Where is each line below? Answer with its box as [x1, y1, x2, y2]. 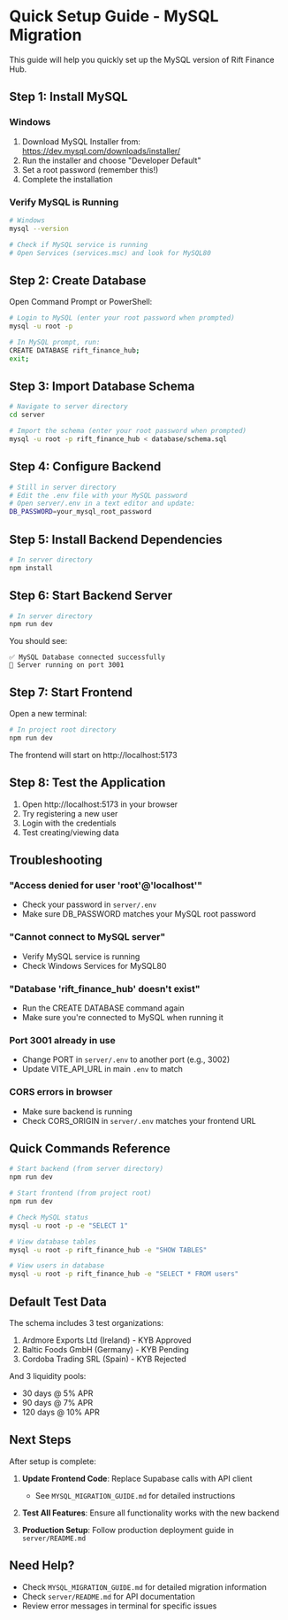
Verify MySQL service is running [21, 950, 140, 962]
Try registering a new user [21, 808, 118, 818]
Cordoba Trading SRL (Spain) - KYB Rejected [21, 1353, 187, 1364]
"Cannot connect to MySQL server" [9, 931, 166, 943]
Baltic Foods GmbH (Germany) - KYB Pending [21, 1344, 190, 1354]
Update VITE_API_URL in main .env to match [21, 1064, 184, 1074]
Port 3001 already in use [9, 1034, 117, 1046]
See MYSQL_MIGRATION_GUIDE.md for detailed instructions [34, 1490, 236, 1500]
